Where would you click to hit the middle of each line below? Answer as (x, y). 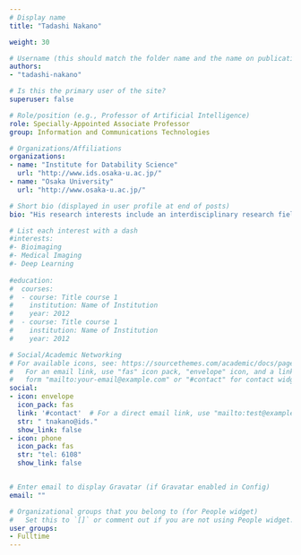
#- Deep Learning (42, 264)
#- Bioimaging (36, 247)
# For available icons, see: (64, 363)
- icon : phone (36, 438)
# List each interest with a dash (74, 231)
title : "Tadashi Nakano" (56, 26)
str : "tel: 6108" (50, 455)
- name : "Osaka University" (62, 182)
